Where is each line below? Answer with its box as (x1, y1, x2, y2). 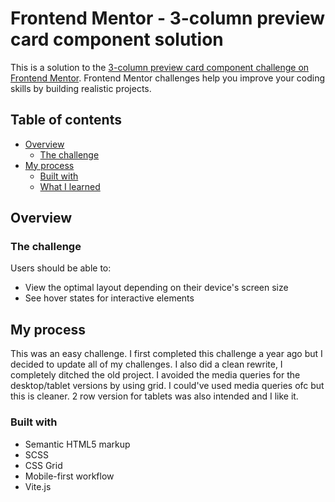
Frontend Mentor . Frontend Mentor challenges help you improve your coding (10, 72, 326, 84)
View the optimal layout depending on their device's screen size (24, 282, 289, 294)
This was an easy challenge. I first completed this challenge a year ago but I (10, 348, 323, 360)
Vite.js (24, 480, 52, 492)
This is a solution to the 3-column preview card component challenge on (10, 61, 310, 73)
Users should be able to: (10, 262, 112, 274)
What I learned (39, 180, 101, 192)
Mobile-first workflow (24, 470, 115, 482)
